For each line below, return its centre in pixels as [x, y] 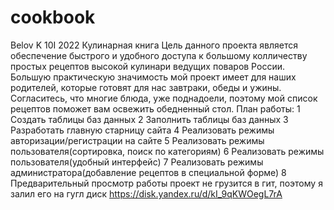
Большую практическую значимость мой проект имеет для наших [153, 77]
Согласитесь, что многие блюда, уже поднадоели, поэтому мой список [164, 98]
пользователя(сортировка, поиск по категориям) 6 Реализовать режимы [167, 151]
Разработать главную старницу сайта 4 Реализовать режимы [142, 130]
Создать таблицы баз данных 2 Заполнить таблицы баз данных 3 [149, 119]
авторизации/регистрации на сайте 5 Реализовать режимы [137, 140]
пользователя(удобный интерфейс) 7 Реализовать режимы [137, 162]
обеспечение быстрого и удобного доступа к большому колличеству [159, 55]
